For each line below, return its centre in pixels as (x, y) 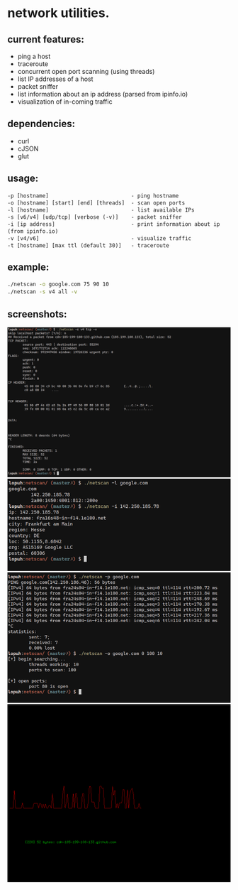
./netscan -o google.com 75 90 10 (58, 284)
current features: (46, 39)
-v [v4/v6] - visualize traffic (100, 238)
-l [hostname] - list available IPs (101, 210)
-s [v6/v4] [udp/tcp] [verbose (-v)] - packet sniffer (95, 217)
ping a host (34, 56)
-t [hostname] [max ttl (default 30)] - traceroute (89, 245)
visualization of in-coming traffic (65, 102)
